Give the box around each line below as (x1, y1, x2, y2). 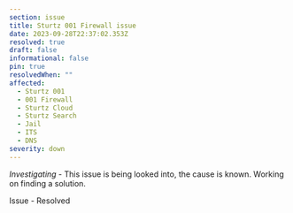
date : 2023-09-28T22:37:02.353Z (9, 29, 128, 38)
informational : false (9, 54, 89, 63)
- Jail (17, 120, 42, 129)
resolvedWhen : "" (9, 71, 73, 80)
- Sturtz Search (17, 111, 77, 120)
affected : (9, 79, 46, 87)
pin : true (9, 63, 46, 72)
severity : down (9, 144, 66, 153)
